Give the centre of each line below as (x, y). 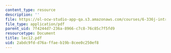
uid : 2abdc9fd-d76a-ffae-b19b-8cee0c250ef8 (52, 43)
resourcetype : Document (31, 33)
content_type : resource (31, 10)
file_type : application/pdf (35, 24)
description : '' (22, 15)
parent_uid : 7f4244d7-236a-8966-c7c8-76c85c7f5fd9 (60, 29)
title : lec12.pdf (24, 38)
